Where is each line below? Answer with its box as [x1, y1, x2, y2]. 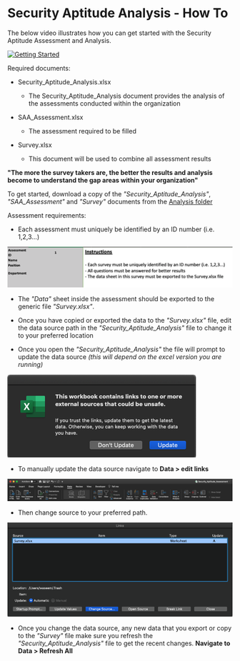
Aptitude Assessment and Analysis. [7, 36, 112, 44]
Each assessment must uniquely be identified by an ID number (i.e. [17, 225, 215, 233]
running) [17, 360, 44, 368]
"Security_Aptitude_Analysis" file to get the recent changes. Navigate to [17, 639, 231, 647]
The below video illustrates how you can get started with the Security [7, 29, 212, 37]
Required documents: [7, 64, 71, 72]
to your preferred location [17, 330, 94, 340]
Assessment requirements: [7, 211, 86, 219]
